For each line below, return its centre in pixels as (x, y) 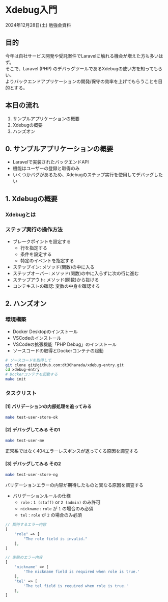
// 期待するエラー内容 (26, 525)
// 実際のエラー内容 (24, 558)
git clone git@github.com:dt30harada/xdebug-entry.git (65, 365)
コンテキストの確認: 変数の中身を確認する (56, 286)
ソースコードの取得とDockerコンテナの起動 (58, 350)
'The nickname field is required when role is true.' (82, 572)
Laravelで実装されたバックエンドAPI (51, 162)
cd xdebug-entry (22, 370)
